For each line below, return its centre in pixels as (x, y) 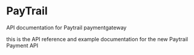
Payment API (22, 45)
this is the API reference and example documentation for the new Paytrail (97, 39)
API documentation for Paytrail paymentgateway (66, 27)
